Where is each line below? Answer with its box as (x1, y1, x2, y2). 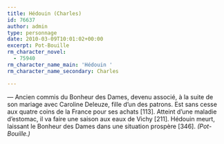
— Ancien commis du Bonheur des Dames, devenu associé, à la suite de (7, 92, 214, 101)
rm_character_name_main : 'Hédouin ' (7, 61, 113, 68)
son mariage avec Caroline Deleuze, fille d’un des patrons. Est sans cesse (7, 100, 218, 108)
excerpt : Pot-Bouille (7, 42, 70, 49)
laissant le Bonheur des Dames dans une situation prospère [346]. (7, 122, 196, 130)
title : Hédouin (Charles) (7, 10, 82, 17)
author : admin (7, 23, 48, 30)
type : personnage (7, 29, 57, 37)
